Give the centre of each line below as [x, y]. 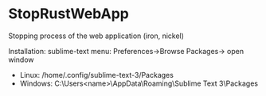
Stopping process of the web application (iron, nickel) [96, 36]
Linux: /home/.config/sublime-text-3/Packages [96, 75]
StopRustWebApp [69, 14]
